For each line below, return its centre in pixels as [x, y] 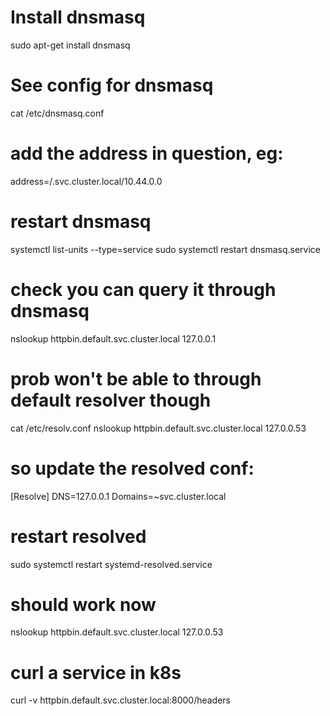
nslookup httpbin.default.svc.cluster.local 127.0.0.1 [113, 338]
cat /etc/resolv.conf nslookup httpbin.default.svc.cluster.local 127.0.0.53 [158, 428]
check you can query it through [143, 289]
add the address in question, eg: [147, 153]
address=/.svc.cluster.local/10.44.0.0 [86, 181]
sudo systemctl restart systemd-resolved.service [111, 564]
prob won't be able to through [136, 378]
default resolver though [111, 400]
